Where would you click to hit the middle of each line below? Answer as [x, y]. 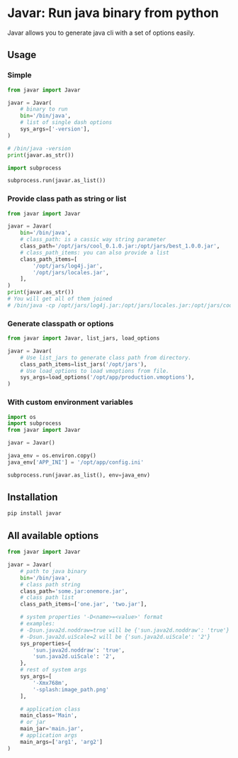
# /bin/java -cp [31, 305]
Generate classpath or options [61, 323]
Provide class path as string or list [67, 199]
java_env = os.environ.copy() [52, 456]
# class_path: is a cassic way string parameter [93, 240]
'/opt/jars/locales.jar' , [71, 272]
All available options [53, 536]
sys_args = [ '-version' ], [55, 129]
